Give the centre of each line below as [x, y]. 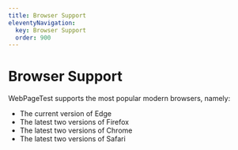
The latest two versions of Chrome [76, 130]
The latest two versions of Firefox [74, 122]
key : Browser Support [51, 30]
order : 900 [33, 37]
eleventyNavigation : [42, 23]
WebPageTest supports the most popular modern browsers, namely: [119, 99]
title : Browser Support [47, 15]
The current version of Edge [66, 114]
